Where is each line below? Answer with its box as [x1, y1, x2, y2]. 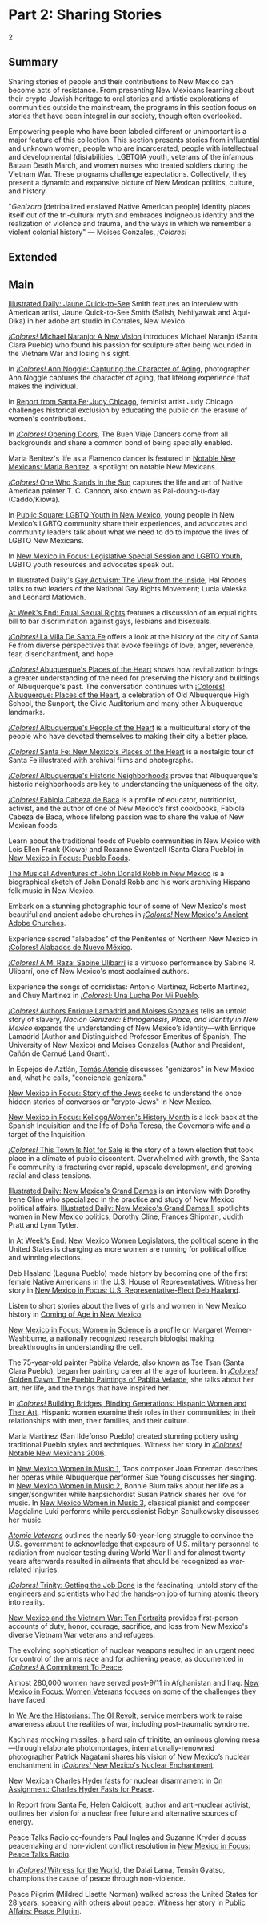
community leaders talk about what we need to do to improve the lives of [8, 527, 250, 537]
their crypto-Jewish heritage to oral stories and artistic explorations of [8, 94, 239, 104]
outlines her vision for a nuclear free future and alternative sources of [8, 1808, 238, 1818]
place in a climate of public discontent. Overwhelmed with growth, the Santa [8, 1153, 260, 1163]
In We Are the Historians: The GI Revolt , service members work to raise [8, 1711, 242, 1720]
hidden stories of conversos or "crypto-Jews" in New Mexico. [8, 1097, 212, 1106]
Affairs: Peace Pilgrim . [8, 1906, 82, 1915]
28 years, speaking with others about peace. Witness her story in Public [8, 1898, 246, 1907]
